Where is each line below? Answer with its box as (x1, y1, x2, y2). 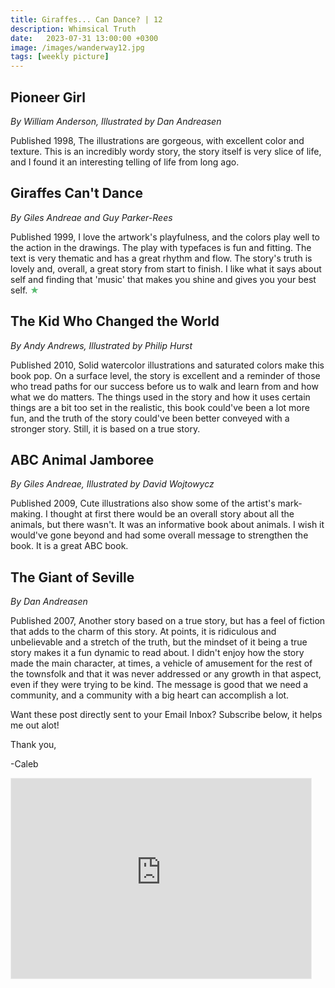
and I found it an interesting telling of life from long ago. (10, 156, 240, 168)
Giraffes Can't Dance (10, 185, 143, 202)
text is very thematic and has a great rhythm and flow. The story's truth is (10, 252, 313, 264)
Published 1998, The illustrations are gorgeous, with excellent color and (10, 134, 305, 146)
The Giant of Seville (10, 569, 135, 586)
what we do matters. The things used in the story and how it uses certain (10, 391, 311, 403)
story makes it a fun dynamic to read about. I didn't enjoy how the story (10, 647, 305, 659)
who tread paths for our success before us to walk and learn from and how (10, 380, 319, 392)
